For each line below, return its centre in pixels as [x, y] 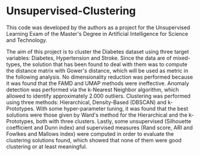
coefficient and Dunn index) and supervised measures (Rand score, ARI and [99, 127]
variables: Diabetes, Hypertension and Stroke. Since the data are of [89, 58]
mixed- [182, 58]
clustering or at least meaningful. [47, 146]
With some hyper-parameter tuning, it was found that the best [112, 108]
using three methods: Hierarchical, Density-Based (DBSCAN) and [87, 102]
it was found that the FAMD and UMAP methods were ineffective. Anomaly [98, 83]
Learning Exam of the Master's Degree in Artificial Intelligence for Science [97, 33]
